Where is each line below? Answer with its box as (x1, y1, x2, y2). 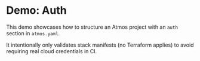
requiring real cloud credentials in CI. (6, 47, 97, 54)
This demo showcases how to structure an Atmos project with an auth (6, 23, 178, 30)
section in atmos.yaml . (6, 29, 60, 36)
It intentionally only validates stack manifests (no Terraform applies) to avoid (6, 41, 194, 48)
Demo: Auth (6, 4, 67, 17)
